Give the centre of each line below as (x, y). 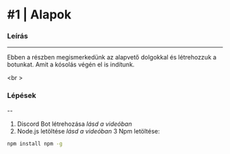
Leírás (18, 36)
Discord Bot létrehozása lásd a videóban (74, 124)
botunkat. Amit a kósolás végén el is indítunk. (71, 64)
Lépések (22, 96)
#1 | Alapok (39, 15)
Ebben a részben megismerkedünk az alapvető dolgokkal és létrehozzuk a (112, 57)
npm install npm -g (35, 144)
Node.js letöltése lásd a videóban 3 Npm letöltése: (88, 131)
